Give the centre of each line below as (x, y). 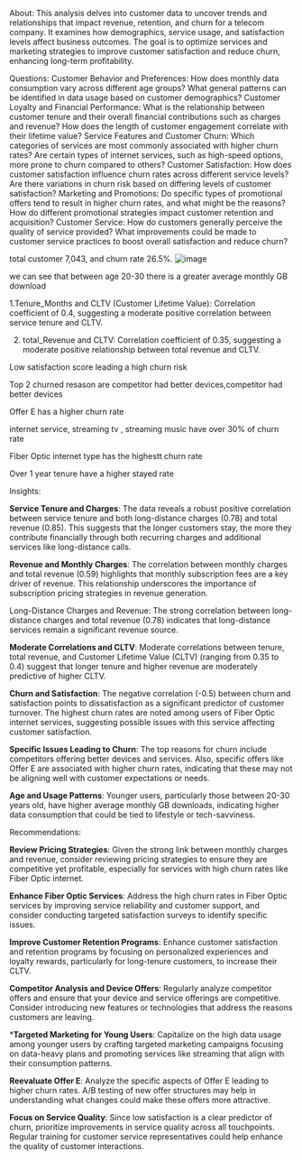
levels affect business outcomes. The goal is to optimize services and (138, 41)
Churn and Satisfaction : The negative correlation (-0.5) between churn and (150, 693)
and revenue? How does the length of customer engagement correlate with (149, 126)
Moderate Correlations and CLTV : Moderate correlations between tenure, (147, 647)
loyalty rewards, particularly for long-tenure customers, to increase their (143, 961)
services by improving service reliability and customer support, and (134, 905)
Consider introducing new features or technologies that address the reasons (151, 1008)
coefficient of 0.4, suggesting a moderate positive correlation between (141, 313)
